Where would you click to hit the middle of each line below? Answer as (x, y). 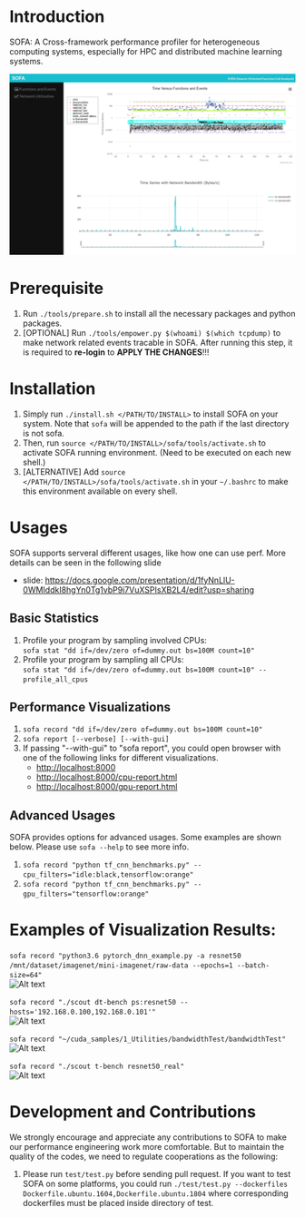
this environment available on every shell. (100, 491)
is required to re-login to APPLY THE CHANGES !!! (116, 352)
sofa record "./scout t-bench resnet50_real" (97, 1067)
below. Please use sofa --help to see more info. (99, 847)
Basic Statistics (54, 618)
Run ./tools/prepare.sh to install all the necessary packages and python (159, 313)
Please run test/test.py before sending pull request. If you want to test (157, 1174)
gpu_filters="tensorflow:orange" (86, 894)
